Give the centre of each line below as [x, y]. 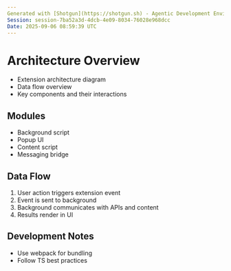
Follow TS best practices [52, 260]
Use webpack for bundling [55, 253]
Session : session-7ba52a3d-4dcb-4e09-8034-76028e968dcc [89, 20]
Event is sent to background [57, 200]
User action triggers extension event [69, 192]
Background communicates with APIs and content [88, 207]
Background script [43, 132]
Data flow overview [44, 87]
